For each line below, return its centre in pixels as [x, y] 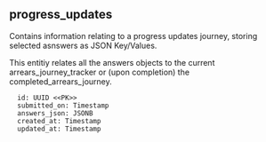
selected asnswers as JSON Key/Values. [83, 45]
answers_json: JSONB [55, 113]
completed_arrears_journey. [61, 81]
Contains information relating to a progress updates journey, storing [133, 35]
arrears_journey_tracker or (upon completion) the [99, 72]
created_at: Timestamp [59, 121]
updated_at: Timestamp [59, 129]
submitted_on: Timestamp [63, 106]
